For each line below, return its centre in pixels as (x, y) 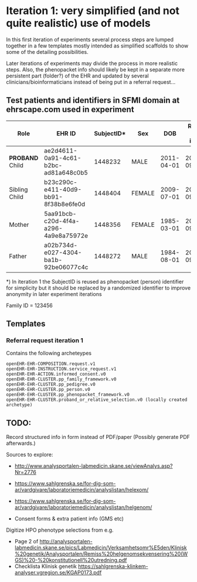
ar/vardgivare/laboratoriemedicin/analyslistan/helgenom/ (83, 508)
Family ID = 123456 (29, 305)
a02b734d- (61, 245)
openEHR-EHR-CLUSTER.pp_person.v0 (48, 390)
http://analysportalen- (66, 542)
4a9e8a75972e (66, 236)
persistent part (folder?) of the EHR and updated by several (77, 76)
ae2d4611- (60, 151)
